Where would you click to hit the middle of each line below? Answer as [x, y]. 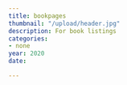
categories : [28, 38]
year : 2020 [27, 53]
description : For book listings [62, 31]
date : [17, 62]
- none [19, 46]
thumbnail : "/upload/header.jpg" [64, 23]
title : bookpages [37, 16]
